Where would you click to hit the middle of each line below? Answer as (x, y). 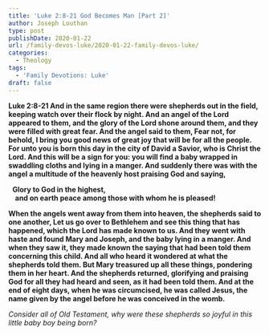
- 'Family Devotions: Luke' (63, 75)
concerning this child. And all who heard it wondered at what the (118, 256)
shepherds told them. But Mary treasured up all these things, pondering (130, 264)
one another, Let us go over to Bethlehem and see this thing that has (124, 222)
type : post (26, 30)
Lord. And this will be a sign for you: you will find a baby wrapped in (123, 156)
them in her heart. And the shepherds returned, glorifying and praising (128, 272)
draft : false (30, 83)
